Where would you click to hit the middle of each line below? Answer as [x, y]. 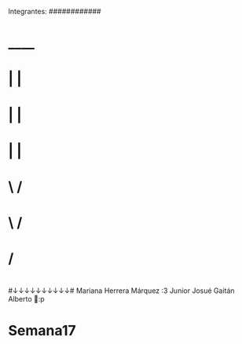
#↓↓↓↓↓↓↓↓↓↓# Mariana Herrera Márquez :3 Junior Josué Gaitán [121, 291]
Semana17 [42, 330]
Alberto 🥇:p [26, 298]
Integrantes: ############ [55, 11]
